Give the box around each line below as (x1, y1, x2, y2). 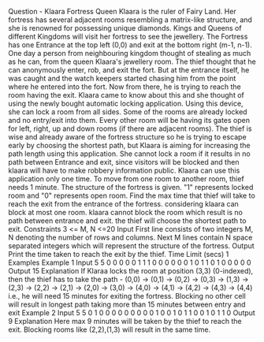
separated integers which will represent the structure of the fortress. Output (8, 241, 255, 251)
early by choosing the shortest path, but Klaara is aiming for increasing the (8, 141, 251, 150)
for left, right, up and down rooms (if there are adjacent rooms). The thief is (8, 124, 252, 133)
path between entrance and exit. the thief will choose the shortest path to (8, 216, 247, 225)
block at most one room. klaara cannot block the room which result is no (8, 208, 243, 217)
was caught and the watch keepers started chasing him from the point (8, 74, 236, 83)
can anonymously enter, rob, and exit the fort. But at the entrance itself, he (8, 65, 250, 74)
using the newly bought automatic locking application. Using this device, (8, 99, 244, 108)
